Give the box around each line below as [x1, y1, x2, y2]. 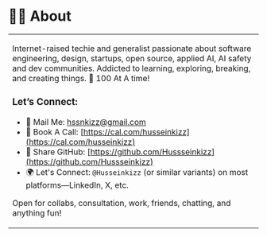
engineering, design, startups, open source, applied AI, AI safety [12, 52, 252, 64]
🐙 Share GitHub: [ [25, 146, 91, 157]
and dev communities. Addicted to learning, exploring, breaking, [12, 63, 251, 74]
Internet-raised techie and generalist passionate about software [12, 43, 252, 54]
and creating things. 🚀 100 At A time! [12, 72, 150, 84]
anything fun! [12, 207, 62, 218]
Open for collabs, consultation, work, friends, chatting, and [12, 197, 231, 208]
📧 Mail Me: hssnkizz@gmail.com [25, 116, 147, 127]
